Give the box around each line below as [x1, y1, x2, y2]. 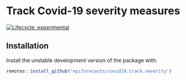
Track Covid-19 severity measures [6, 4, 181, 18]
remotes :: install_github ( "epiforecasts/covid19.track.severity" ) [6, 68, 172, 74]
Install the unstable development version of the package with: [6, 56, 158, 63]
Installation [6, 41, 49, 51]
